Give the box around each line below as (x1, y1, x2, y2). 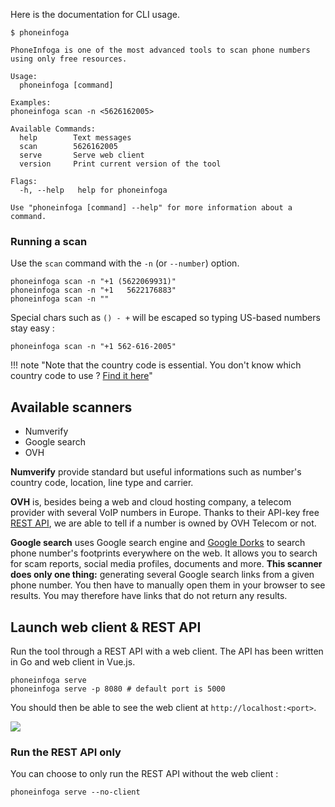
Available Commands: (10, 124, 97, 134)
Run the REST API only (10, 745, 122, 759)
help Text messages (19, 133, 132, 143)
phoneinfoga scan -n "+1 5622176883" (10, 285, 177, 296)
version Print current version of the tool (19, 159, 222, 169)
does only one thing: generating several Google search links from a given (10, 569, 315, 581)
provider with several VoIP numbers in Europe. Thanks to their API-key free (10, 507, 320, 519)
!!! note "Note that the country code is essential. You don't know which (10, 359, 302, 371)
